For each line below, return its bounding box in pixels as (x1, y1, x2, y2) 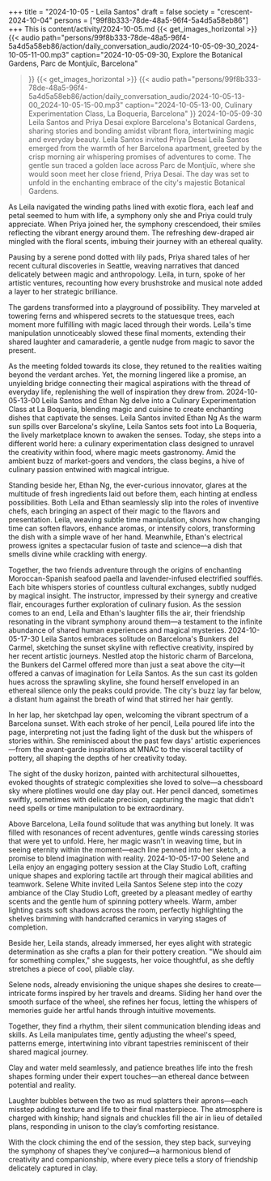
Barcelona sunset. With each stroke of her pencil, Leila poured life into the (8, 719, 255, 728)
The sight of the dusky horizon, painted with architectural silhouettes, (8, 769, 240, 778)
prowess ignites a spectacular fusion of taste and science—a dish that (8, 541, 243, 550)
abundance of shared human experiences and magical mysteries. (8, 625, 227, 635)
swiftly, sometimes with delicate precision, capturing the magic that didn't (8, 795, 255, 804)
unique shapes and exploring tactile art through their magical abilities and (8, 871, 253, 880)
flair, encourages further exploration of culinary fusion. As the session (8, 599, 242, 609)
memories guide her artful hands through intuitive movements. (8, 1006, 217, 1015)
